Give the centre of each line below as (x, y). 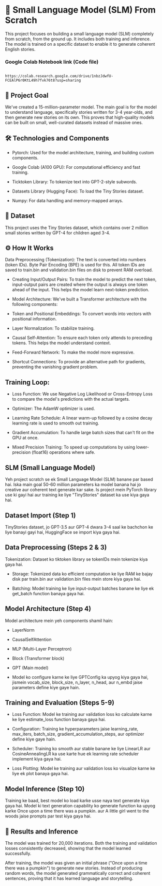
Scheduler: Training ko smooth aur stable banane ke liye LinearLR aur (81, 749)
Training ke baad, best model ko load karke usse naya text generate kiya (77, 801)
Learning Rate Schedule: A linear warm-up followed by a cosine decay (82, 418)
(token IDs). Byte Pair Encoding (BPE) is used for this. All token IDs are (75, 265)
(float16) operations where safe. (63, 452)
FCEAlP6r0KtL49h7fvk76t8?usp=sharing (43, 80)
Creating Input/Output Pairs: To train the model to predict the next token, (84, 280)
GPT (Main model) (30, 668)
